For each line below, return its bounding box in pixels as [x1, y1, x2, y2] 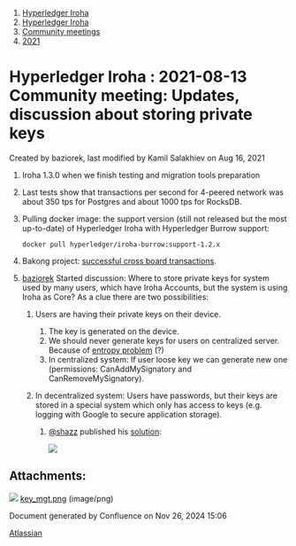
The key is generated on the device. [48, 325, 179, 336]
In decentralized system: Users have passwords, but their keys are [34, 390, 278, 401]
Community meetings [21, 27, 101, 36]
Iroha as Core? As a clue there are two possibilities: [21, 292, 209, 302]
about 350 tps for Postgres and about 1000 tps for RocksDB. [21, 196, 243, 207]
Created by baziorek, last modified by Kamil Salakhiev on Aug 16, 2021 [9, 152, 265, 163]
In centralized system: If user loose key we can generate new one [48, 354, 288, 364]
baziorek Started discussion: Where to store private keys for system [21, 272, 269, 283]
